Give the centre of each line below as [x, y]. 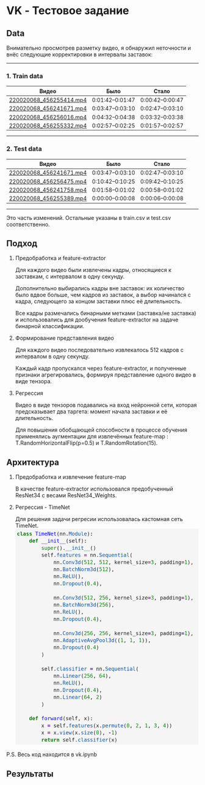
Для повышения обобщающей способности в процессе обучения [101, 430]
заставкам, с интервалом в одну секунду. [70, 277]
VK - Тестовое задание [68, 11]
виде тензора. [34, 381]
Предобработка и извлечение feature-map [70, 477]
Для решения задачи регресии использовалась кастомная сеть [99, 519]
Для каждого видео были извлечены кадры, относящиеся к [93, 270]
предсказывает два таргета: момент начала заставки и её [91, 411]
